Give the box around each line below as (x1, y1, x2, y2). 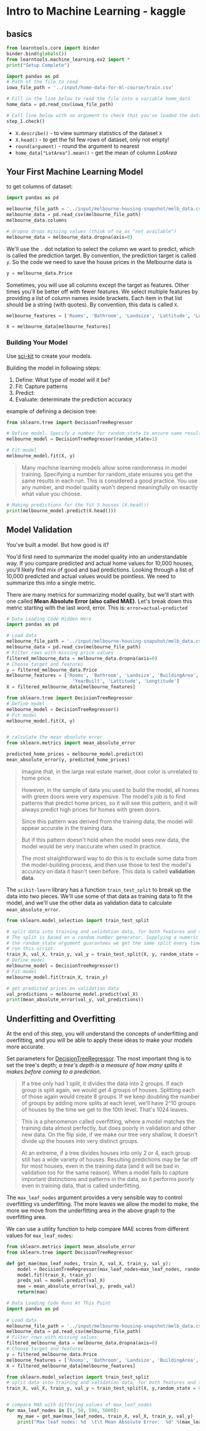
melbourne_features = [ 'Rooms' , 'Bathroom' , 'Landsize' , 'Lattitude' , (6, 312, 191, 319)
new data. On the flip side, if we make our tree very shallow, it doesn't (21, 1131, 198, 1138)
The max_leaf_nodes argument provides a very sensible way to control (6, 1194, 183, 1201)
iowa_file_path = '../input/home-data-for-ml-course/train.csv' (6, 85, 174, 91)
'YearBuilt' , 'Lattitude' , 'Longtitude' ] (72, 678, 180, 684)
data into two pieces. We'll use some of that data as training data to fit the (6, 892, 193, 900)
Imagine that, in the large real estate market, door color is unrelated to (21, 767, 198, 775)
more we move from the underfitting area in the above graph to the (6, 1207, 175, 1214)
